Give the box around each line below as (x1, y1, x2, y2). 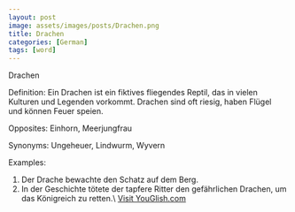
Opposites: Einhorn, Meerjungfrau (8, 123, 133, 133)
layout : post (8, 12, 57, 22)
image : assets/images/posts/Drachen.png (8, 21, 160, 30)
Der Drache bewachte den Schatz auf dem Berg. (20, 174, 198, 185)
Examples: (8, 157, 46, 168)
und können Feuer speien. (8, 106, 104, 117)
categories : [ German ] (8, 37, 89, 47)
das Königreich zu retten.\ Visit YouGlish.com (20, 193, 187, 204)
